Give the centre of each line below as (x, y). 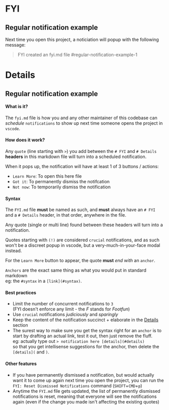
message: (15, 45)
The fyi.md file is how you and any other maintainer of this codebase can (81, 118)
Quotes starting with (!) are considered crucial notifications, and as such (82, 240)
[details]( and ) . (31, 352)
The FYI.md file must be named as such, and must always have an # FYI (80, 210)
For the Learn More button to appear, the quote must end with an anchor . (80, 261)
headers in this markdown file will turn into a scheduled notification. (76, 157)
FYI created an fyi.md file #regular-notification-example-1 (77, 55)
